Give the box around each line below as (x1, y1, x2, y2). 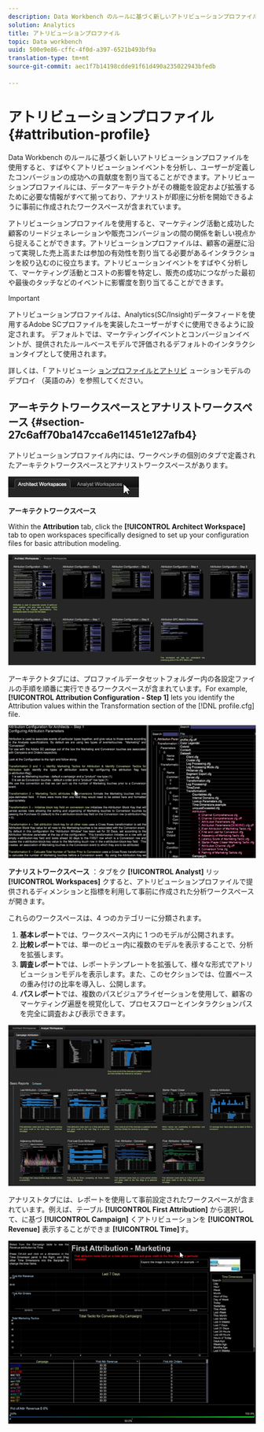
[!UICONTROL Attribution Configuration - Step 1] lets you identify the (8, 692, 235, 702)
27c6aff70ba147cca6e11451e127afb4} (8, 428, 197, 442)
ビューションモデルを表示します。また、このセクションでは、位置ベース (19, 970, 253, 979)
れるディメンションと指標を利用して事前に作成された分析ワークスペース (21, 887, 255, 896)
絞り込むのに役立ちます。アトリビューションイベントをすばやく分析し (21, 258, 249, 267)
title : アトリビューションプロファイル (8, 29, 120, 37)
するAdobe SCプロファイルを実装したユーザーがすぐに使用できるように (14, 319, 247, 328)
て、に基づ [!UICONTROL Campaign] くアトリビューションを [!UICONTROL (8, 1215, 254, 1224)
